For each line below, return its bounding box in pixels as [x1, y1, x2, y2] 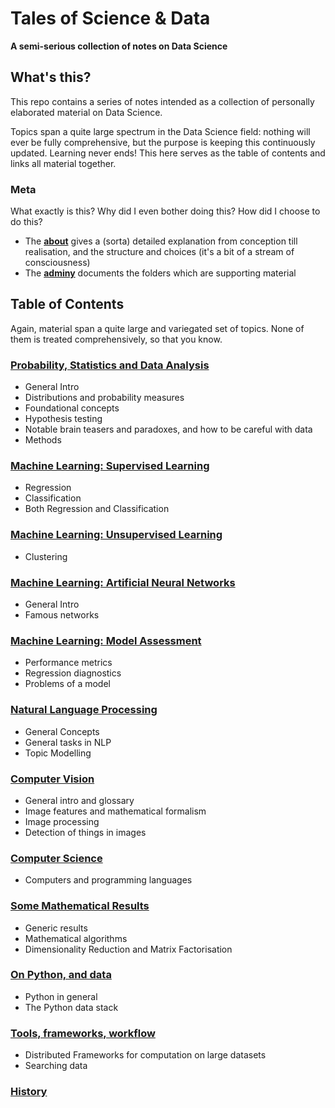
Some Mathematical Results [10, 899, 150, 913]
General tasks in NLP [24, 736, 112, 748]
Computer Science [10, 851, 103, 865]
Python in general [24, 990, 98, 1002]
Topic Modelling [24, 747, 92, 759]
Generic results [24, 922, 88, 934]
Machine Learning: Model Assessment [10, 633, 202, 647]
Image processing [24, 815, 100, 827]
